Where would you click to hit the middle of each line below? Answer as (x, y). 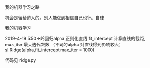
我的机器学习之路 (22, 7)
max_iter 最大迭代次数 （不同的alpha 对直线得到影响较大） (64, 45)
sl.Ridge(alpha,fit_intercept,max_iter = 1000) (50, 50)
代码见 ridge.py (21, 60)
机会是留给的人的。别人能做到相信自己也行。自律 (55, 18)
